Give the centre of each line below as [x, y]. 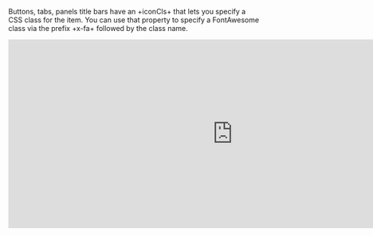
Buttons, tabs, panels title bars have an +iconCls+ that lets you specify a [127, 12]
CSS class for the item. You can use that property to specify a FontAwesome [134, 20]
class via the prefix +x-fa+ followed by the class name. [98, 28]
